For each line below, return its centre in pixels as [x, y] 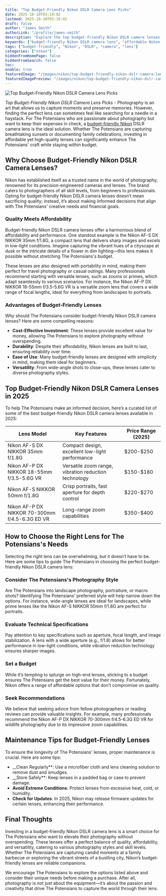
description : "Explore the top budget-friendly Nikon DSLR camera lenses [83, 38]
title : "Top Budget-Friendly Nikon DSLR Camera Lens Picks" [68, 10]
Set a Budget [21, 664]
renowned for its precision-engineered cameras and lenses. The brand [77, 185]
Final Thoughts [29, 819]
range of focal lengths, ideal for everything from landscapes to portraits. [79, 292]
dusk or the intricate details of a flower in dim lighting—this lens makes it [79, 251]
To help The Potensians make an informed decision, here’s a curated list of [81, 408]
